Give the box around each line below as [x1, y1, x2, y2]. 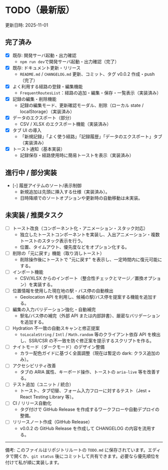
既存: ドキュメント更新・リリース [12, 64, 81, 70]
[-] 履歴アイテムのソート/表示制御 [12, 183, 82, 188]
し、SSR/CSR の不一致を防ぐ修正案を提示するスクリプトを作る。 [19, 338, 154, 344]
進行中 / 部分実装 [5, 168, 57, 177]
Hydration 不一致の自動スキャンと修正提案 [12, 325, 100, 331]
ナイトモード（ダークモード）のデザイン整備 [12, 344, 105, 350]
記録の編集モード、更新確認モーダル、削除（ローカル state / [19, 102, 144, 108]
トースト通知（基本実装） [12, 146, 65, 152]
